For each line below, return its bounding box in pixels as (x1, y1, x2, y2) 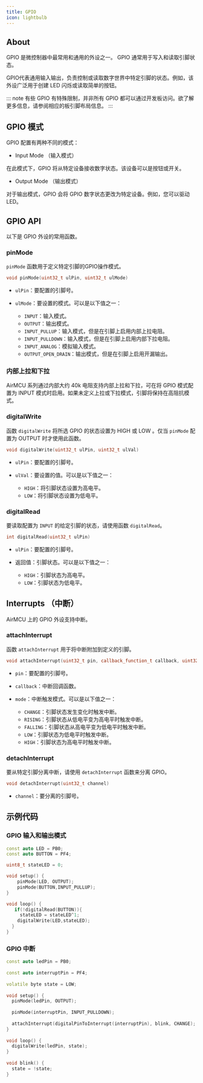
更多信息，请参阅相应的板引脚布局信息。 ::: (6, 102, 114, 110)
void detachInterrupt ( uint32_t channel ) (6, 781, 110, 787)
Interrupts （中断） (6, 598, 79, 609)
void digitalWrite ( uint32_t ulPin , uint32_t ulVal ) (6, 447, 139, 453)
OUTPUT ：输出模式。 (24, 320, 72, 327)
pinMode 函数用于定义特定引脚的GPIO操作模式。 (6, 263, 124, 270)
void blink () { (6, 1060, 45, 1067)
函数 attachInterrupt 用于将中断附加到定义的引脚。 (6, 645, 135, 653)
